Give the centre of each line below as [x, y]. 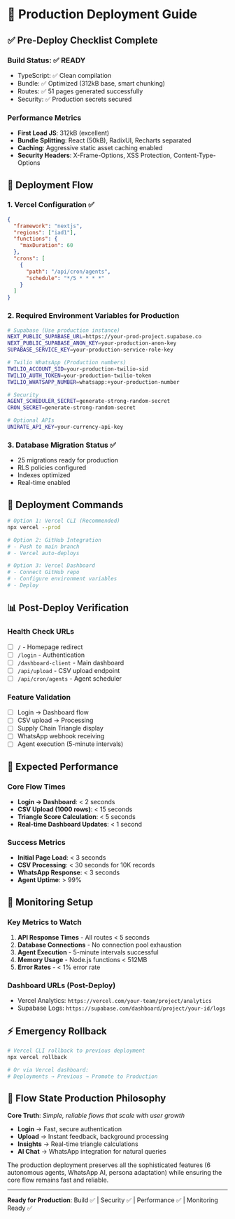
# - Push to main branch [43, 547]
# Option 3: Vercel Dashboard [51, 566]
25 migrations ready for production [68, 460]
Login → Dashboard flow [53, 712]
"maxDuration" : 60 [47, 246]
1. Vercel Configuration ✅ [51, 205]
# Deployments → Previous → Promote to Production [83, 1077]
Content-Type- [195, 155]
